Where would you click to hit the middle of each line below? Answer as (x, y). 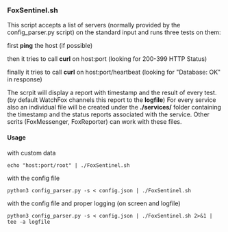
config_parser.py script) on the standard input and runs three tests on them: (114, 32)
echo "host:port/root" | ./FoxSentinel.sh (68, 165)
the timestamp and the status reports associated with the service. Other (109, 114)
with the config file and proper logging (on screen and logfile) (94, 203)
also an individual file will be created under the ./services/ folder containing (114, 107)
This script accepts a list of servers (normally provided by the (94, 25)
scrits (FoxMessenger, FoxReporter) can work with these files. (95, 122)
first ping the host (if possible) (50, 46)
